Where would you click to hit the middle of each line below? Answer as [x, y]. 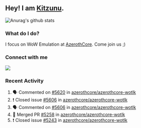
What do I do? [22, 33]
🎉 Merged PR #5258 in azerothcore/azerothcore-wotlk [69, 114]
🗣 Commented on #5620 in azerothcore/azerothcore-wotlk [74, 92]
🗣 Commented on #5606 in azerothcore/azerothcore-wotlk [74, 107]
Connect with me [26, 57]
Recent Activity [25, 81]
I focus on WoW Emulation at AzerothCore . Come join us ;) [65, 44]
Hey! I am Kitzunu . [35, 8]
